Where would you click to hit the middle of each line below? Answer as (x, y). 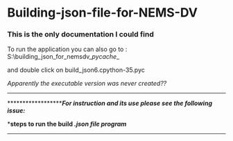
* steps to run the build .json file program (67, 124)
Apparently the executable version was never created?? (87, 84)
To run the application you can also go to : (67, 49)
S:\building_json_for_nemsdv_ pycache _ (63, 57)
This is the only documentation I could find (81, 35)
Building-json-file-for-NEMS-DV (102, 13)
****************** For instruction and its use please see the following (110, 103)
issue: (16, 111)
